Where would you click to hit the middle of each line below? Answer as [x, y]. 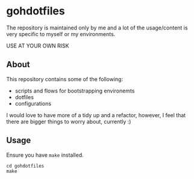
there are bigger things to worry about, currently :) [69, 121]
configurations [33, 103]
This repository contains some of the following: [65, 79]
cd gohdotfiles [25, 166]
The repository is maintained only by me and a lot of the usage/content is [97, 28]
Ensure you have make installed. [45, 155]
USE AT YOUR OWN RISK [38, 46]
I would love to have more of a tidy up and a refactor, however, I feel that [96, 115]
